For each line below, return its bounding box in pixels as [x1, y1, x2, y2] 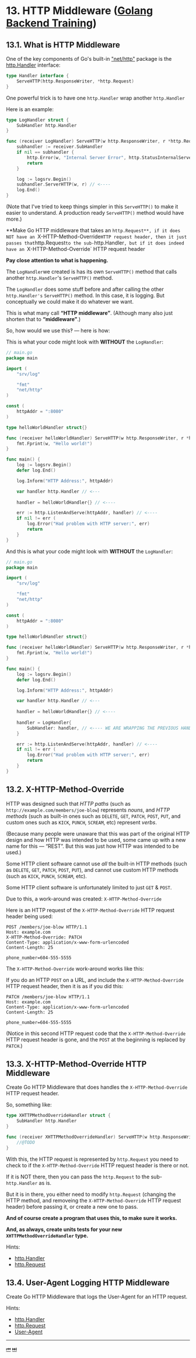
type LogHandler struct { [6, 117, 69, 123]
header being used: [6, 913, 53, 920]
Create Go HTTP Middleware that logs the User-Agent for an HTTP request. [6, 1293, 188, 1300]
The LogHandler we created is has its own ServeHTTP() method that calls [6, 268, 177, 275]
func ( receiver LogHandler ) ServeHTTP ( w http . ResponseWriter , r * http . [6, 139, 184, 145]
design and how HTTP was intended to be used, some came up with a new [6, 836, 186, 843]
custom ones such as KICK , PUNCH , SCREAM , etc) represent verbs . [6, 819, 157, 826]
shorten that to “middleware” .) [6, 316, 81, 322]
